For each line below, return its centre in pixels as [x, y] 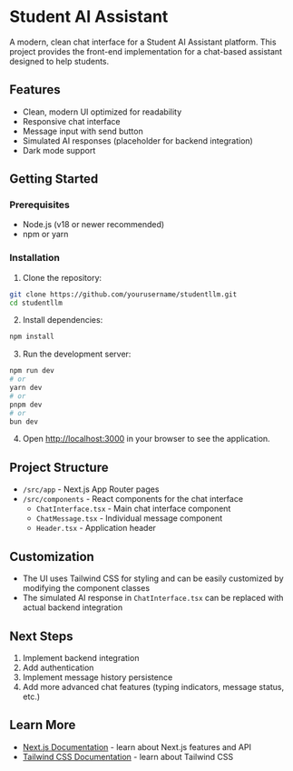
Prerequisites [39, 205]
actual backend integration [73, 607]
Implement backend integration [81, 657]
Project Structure [59, 467]
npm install [32, 337]
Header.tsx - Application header [96, 528]
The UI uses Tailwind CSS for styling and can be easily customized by [153, 578]
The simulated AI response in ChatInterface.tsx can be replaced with [153, 598]
